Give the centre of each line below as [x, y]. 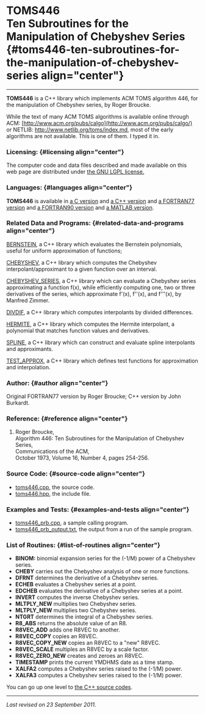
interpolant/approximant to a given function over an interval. [82, 269]
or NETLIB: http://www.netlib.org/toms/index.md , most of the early [90, 130]
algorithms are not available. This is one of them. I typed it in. [83, 136]
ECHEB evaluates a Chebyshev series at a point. [76, 584]
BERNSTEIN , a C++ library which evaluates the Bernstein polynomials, [95, 244]
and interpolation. [28, 367]
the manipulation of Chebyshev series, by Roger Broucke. [79, 105]
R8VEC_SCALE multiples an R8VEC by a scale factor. [82, 649]
